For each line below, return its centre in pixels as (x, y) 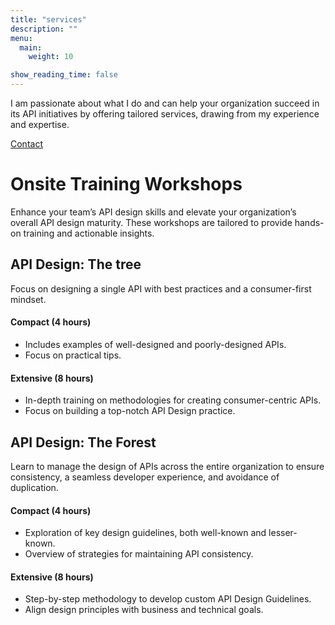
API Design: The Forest (83, 442)
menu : (21, 38)
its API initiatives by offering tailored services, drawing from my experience (165, 114)
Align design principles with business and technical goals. (144, 610)
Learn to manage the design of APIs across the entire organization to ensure (167, 466)
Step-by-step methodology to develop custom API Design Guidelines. (168, 599)
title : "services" (48, 19)
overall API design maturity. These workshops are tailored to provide (151, 222)
